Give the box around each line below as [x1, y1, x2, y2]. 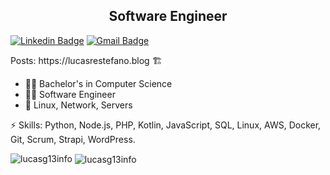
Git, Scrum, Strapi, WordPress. [10, 133, 136, 145]
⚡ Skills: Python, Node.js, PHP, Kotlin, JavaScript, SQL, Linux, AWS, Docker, [10, 119, 322, 131]
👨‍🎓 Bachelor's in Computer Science [24, 77, 173, 89]
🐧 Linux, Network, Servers [24, 99, 133, 111]
